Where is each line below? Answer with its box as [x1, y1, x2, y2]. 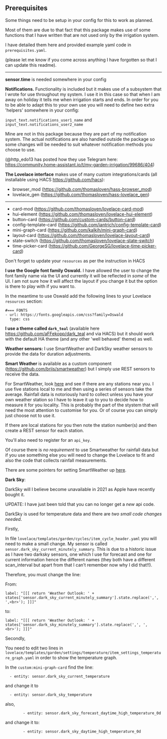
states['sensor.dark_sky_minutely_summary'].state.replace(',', [5, 622, 141, 627]
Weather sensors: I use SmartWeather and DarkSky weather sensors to [5, 346, 153, 352]
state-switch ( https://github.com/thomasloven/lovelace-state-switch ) [12, 238, 155, 244]
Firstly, [5, 525, 19, 532]
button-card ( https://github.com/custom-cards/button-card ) [12, 216, 136, 222]
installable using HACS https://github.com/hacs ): [5, 176, 105, 182]
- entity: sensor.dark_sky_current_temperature [9, 674, 110, 679]
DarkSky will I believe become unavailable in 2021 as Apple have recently [5, 486, 155, 492]
